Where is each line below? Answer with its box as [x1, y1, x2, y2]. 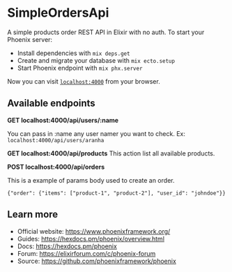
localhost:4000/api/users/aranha [7, 137, 105, 144]
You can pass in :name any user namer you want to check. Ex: [7, 129, 186, 137]
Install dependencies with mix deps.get [17, 49, 130, 57]
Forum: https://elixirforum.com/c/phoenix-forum [17, 249, 156, 257]
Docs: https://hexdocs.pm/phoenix [17, 242, 117, 250]
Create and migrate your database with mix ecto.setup [17, 56, 176, 64]
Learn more [7, 209, 59, 220]
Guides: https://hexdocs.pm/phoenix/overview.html [17, 234, 165, 243]
